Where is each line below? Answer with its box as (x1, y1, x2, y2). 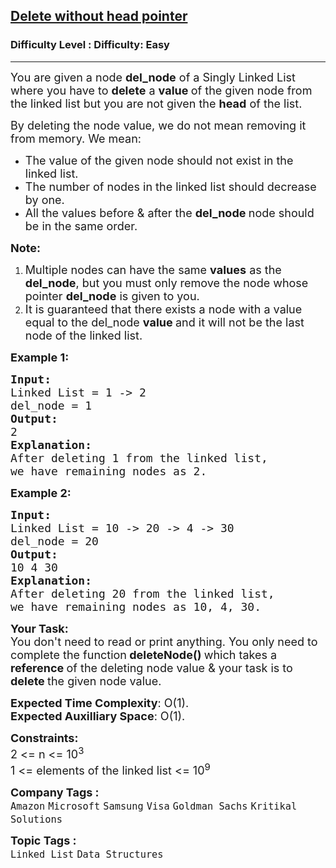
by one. (24, 192, 65, 207)
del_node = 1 (10, 398, 93, 413)
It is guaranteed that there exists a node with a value (24, 302, 303, 316)
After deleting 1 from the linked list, (10, 450, 268, 465)
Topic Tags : (10, 833, 77, 848)
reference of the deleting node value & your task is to (10, 660, 293, 675)
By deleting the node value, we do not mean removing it (10, 118, 307, 133)
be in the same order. (24, 219, 138, 233)
